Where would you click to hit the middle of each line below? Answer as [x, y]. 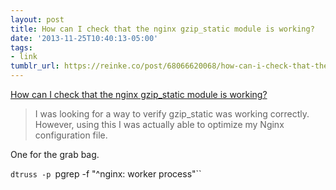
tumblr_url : [35, 66]
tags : [21, 47]
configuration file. [71, 135]
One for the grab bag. [55, 154]
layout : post [37, 19]
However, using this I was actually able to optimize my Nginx [159, 124]
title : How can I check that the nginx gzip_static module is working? [162, 29]
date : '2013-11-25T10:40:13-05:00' [84, 38]
